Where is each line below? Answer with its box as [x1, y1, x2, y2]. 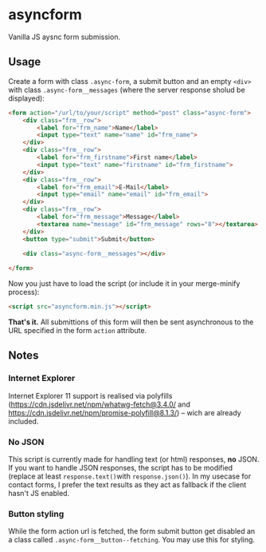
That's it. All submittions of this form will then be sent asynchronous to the [8, 317, 254, 327]
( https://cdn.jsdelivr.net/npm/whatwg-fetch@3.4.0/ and [8, 399, 191, 409]
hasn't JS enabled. [8, 488, 70, 498]
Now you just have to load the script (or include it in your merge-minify [8, 279, 241, 288]
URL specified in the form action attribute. [8, 326, 147, 335]
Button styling [8, 508, 65, 519]
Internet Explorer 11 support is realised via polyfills [8, 391, 173, 400]
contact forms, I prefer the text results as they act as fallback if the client [8, 479, 247, 489]
